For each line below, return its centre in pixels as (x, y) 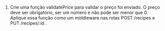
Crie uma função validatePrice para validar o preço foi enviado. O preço (85, 7)
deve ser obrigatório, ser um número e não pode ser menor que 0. (79, 12)
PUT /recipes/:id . (28, 23)
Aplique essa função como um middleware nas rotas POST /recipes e (82, 18)
